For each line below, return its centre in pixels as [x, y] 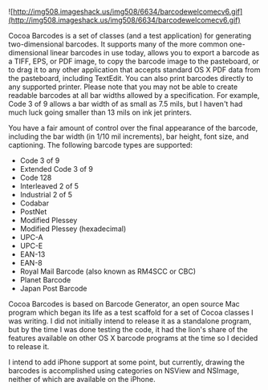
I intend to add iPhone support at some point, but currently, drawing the [126, 362]
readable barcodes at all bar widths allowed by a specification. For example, [134, 95]
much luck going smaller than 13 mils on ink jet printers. [100, 112]
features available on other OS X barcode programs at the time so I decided [133, 338]
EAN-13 [32, 254]
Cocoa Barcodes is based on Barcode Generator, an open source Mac [124, 304]
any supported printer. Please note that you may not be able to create [123, 87]
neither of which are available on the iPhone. [82, 379]
